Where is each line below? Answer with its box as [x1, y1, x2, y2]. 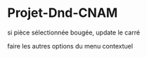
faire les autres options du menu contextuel [7, 42, 134, 50]
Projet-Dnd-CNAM [7, 5, 118, 21]
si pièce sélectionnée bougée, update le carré [7, 28, 141, 37]
